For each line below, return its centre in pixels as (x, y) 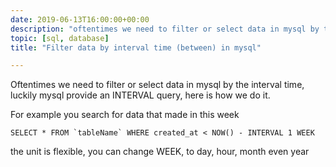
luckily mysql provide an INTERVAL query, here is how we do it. (140, 95)
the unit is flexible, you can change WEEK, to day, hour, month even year (160, 152)
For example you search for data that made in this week (125, 115)
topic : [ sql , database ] (60, 38)
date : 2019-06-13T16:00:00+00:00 (80, 19)
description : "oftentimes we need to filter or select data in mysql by (165, 29)
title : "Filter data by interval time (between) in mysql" (136, 47)
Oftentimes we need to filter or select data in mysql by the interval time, (157, 85)
